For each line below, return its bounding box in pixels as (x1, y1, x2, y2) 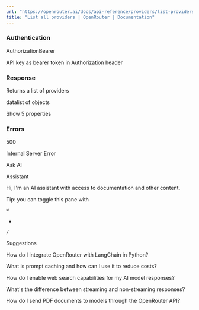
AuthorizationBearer (6, 47, 56, 54)
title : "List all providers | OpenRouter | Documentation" (6, 14, 155, 20)
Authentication (6, 34, 50, 42)
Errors (6, 125, 25, 134)
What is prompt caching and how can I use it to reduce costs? (6, 262, 157, 270)
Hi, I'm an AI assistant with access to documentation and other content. (6, 185, 181, 192)
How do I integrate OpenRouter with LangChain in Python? (6, 251, 149, 258)
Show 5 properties (6, 110, 52, 118)
